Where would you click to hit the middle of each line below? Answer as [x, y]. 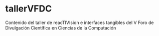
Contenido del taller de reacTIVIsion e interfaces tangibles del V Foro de [79, 22]
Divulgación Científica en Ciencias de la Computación [61, 27]
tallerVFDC [29, 9]
